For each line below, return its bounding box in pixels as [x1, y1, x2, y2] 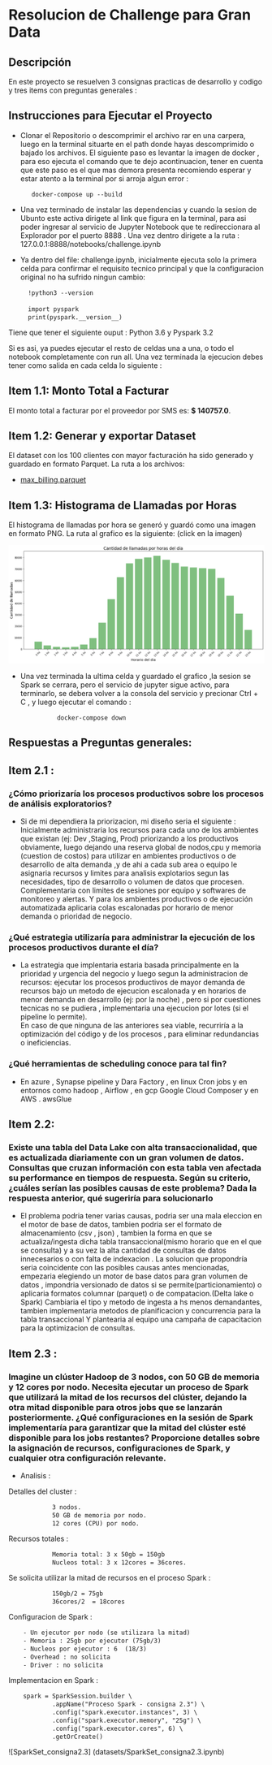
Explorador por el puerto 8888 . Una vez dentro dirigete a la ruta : [19, 230, 240, 240]
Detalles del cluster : [8, 1486, 77, 1496]
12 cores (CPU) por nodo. [51, 1520, 140, 1528]
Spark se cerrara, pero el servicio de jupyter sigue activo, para [19, 680, 230, 690]
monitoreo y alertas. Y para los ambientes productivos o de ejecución [19, 894, 253, 904]
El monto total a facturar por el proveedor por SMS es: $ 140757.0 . [8, 405, 231, 415]
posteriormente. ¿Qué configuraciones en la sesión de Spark [8, 1412, 253, 1423]
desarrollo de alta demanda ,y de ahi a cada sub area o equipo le [19, 859, 238, 870]
